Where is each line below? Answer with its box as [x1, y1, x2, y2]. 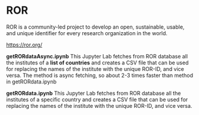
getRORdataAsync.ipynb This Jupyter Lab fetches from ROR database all [6, 52, 188, 60]
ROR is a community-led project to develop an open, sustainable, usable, [6, 23, 185, 30]
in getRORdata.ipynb [6, 78, 57, 85]
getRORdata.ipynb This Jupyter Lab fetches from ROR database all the [6, 89, 181, 97]
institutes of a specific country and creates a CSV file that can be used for [6, 96, 188, 103]
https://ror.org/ [6, 41, 43, 48]
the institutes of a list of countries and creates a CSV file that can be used [6, 59, 189, 66]
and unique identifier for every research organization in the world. [6, 29, 168, 36]
